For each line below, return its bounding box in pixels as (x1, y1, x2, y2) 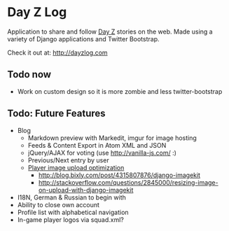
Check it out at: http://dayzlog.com (7, 48, 108, 57)
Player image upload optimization (27, 163, 125, 171)
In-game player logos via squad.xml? (17, 215, 124, 224)
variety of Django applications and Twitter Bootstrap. (7, 34, 160, 43)
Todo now (7, 69, 51, 80)
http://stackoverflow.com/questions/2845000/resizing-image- (38, 178, 218, 186)
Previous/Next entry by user (27, 155, 110, 164)
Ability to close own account (17, 200, 100, 209)
